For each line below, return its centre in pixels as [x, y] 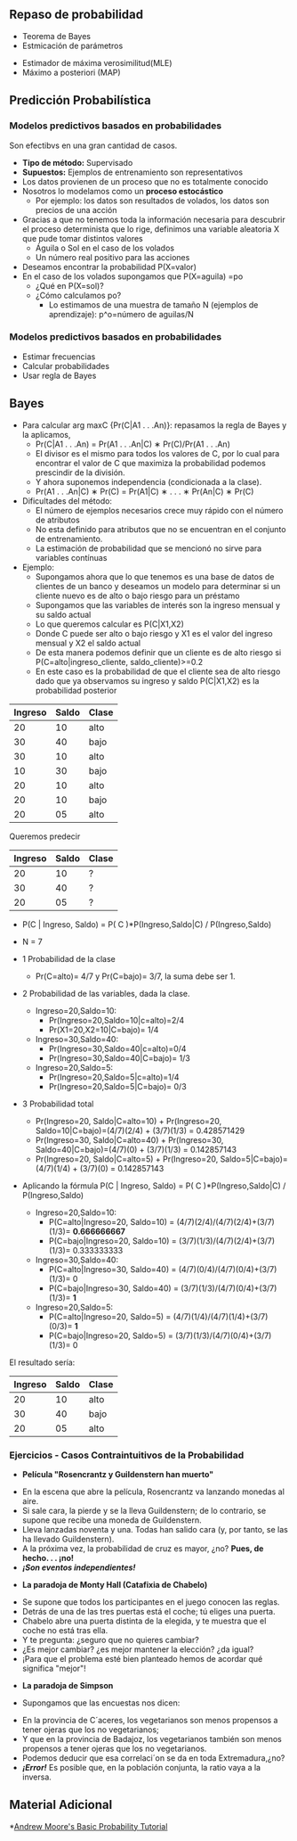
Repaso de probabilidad [76, 15]
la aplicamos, [46, 434]
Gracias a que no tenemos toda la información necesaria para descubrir [154, 219]
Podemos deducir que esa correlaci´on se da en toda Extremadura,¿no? [153, 1758]
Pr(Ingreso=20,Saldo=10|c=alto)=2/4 [116, 1020]
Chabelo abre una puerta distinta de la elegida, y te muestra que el [144, 1621]
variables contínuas [71, 557]
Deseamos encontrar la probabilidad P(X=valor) [109, 267]
